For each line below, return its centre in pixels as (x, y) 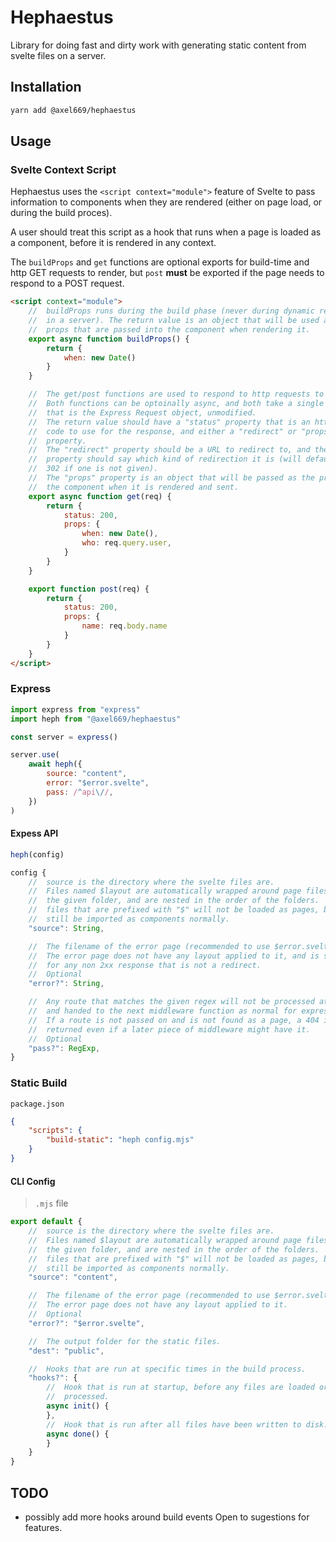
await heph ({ (55, 764)
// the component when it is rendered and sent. (134, 487)
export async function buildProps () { (109, 339)
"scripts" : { (55, 1131)
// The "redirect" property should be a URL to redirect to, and (169, 450)
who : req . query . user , (126, 543)
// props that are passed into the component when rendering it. (169, 329)
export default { (46, 1222)
